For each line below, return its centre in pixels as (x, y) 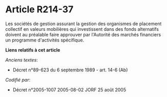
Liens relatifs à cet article (33, 50)
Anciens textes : (22, 60)
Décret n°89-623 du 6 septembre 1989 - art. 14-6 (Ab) (70, 70)
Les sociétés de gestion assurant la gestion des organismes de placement (83, 24)
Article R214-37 (39, 9)
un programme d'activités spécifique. (45, 40)
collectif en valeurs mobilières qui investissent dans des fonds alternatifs (82, 29)
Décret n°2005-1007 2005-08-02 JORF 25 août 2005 (69, 90)
